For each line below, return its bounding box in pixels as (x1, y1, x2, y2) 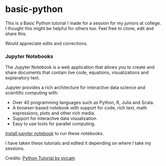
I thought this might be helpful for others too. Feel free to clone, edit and (5, 25, 154, 31)
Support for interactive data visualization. (12, 115, 97, 121)
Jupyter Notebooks (5, 52, 53, 59)
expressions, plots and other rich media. (12, 110, 95, 116)
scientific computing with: (5, 90, 58, 96)
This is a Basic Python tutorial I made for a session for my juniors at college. (5, 20, 161, 26)
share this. (5, 30, 27, 36)
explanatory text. (5, 75, 40, 81)
